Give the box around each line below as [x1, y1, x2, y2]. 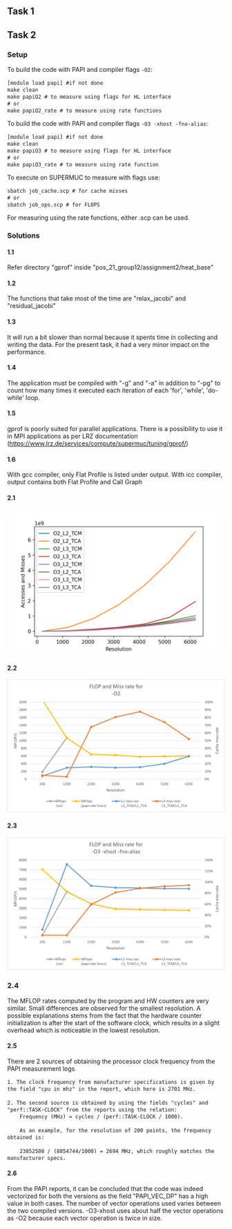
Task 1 [7, 6, 35, 17]
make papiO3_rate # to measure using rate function [7, 162, 159, 169]
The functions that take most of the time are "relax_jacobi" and [7, 294, 186, 303]
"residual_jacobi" [7, 302, 57, 310]
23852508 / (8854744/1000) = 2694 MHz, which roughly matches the [19, 1147, 215, 1154]
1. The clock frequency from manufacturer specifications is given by [7, 1078, 215, 1085]
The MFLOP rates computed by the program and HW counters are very [7, 996, 209, 1004]
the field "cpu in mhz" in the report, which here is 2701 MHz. [7, 1085, 196, 1092]
